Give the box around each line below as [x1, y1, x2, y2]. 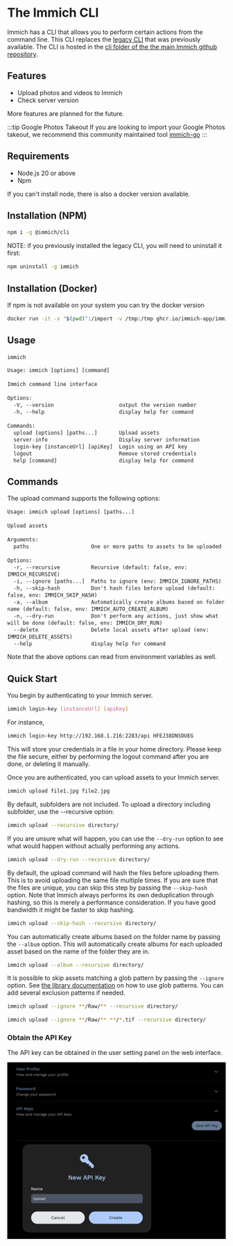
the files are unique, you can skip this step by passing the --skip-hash [7, 883, 208, 892]
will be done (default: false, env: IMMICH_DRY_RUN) [7, 620, 163, 626]
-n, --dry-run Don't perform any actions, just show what [13, 613, 218, 620]
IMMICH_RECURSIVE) [7, 571, 60, 578]
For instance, [7, 718, 45, 726]
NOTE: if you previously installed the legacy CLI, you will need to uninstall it [7, 242, 222, 250]
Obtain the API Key [7, 1033, 72, 1043]
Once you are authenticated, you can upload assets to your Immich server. [7, 773, 221, 781]
